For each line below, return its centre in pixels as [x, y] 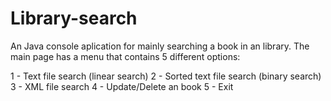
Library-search [74, 18]
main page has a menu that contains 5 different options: [125, 56]
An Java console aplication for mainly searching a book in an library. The [160, 46]
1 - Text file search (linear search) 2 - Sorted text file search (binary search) [166, 76]
